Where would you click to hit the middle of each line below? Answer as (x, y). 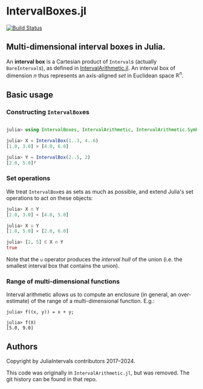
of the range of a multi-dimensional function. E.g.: (93, 301)
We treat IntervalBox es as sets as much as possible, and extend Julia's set (100, 191)
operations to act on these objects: (50, 198)
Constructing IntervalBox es (48, 112)
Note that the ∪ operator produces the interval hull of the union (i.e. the (94, 260)
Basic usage (30, 95)
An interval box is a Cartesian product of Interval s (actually (82, 61)
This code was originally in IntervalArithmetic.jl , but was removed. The (98, 373)
